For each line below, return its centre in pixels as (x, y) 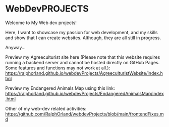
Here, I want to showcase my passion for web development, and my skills (81, 32)
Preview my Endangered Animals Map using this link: (60, 88)
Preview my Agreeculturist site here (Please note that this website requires (83, 57)
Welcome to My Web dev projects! (41, 23)
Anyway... (16, 47)
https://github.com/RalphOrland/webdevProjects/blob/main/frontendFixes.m (84, 114)
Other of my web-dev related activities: (46, 108)
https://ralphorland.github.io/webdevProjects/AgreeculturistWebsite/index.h (84, 73)
